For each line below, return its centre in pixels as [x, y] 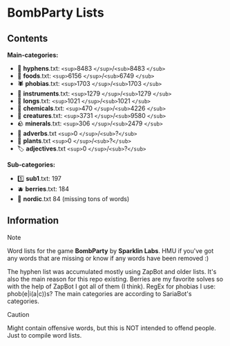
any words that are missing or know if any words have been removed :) [108, 258]
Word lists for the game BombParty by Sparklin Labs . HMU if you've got [111, 250]
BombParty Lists [56, 13]
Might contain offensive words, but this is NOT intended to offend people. [112, 328]
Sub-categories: [31, 165]
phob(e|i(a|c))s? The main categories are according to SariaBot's [99, 293]
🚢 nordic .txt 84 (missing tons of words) [73, 199]
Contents [28, 38]
